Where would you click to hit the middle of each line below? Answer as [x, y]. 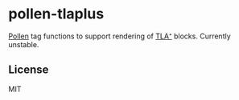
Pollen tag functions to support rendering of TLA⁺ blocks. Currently [119, 36]
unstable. [24, 44]
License [29, 70]
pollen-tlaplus [56, 14]
